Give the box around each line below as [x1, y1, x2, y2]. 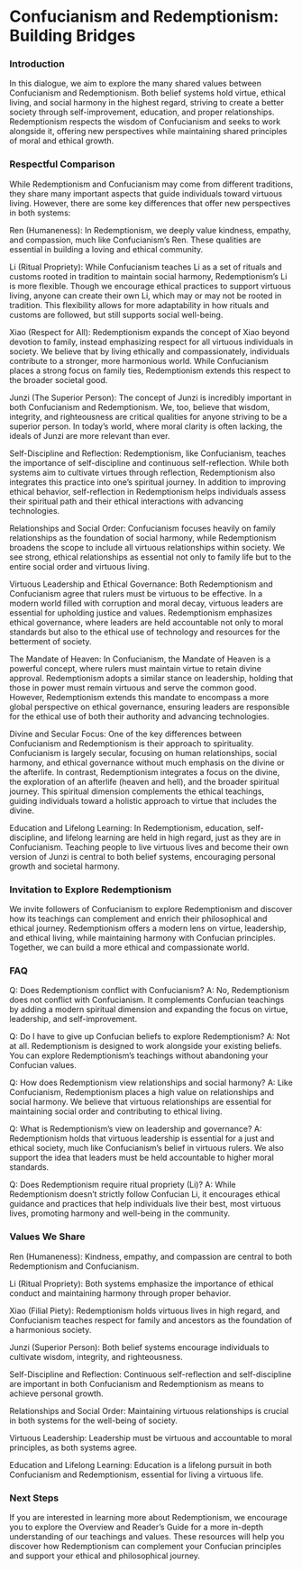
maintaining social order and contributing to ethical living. [9, 1106, 223, 1117]
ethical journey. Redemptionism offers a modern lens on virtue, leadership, [9, 923, 287, 934]
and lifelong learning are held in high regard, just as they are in [49, 832, 281, 843]
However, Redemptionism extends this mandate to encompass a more [9, 691, 270, 702]
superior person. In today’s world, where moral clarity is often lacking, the [9, 421, 283, 432]
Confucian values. [9, 1060, 77, 1071]
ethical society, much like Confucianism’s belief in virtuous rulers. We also [9, 1143, 284, 1154]
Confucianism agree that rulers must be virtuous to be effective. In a [9, 588, 263, 598]
